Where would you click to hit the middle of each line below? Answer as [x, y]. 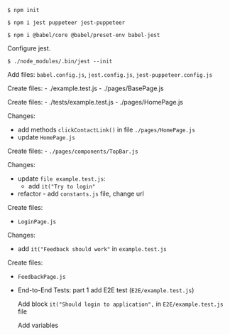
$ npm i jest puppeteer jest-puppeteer [66, 23]
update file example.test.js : [61, 179]
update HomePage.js [46, 137]
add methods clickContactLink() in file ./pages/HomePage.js [106, 129]
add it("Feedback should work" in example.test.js [92, 249]
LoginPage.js [37, 222]
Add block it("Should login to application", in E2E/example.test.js [120, 304]
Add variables [38, 325]
